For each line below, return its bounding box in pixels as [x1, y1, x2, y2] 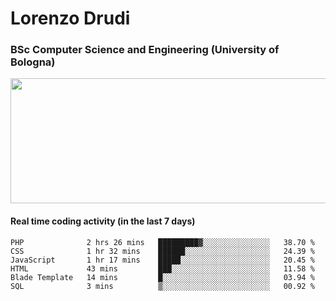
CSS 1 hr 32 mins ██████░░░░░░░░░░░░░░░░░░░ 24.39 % [10, 246, 315, 256]
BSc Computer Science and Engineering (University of [10, 43, 280, 57]
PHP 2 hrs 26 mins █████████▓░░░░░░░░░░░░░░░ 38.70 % [10, 237, 315, 247]
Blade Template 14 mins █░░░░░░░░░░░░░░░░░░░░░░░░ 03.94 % [10, 272, 315, 282]
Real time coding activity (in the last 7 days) [10, 215, 196, 227]
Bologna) [10, 55, 56, 69]
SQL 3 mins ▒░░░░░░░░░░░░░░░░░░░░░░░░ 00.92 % [10, 281, 315, 291]
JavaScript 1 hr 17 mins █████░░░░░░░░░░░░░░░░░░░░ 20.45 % [10, 255, 315, 265]
